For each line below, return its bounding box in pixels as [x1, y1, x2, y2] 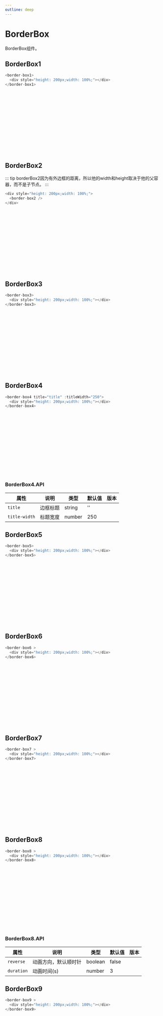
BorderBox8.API [5, 935, 45, 942]
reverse [7, 958, 25, 964]
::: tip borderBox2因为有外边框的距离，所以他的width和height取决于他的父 [5, 175, 154, 181]
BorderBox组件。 [5, 45, 40, 51]
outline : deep [5, 7, 34, 12]
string [64, 504, 78, 511]
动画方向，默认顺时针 [32, 958, 82, 965]
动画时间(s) [32, 968, 59, 975]
